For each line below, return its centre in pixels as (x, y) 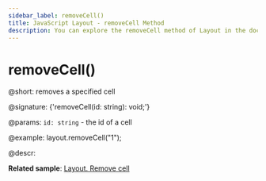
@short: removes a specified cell (62, 91)
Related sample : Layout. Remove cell (69, 168)
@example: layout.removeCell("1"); (65, 138)
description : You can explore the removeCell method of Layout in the (127, 30)
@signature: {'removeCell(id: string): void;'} (79, 107)
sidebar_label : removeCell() (56, 15)
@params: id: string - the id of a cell (70, 122)
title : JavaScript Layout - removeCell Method (86, 23)
